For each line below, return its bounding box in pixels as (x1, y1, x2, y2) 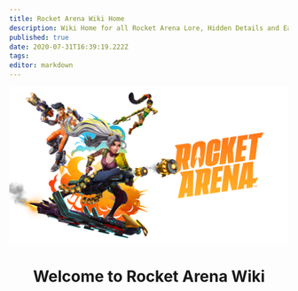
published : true (9, 33, 69, 42)
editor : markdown (9, 61, 74, 70)
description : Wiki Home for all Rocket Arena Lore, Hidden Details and (9, 23, 279, 33)
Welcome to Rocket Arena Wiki (32, 266, 266, 287)
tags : (9, 51, 29, 61)
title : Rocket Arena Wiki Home (9, 14, 125, 23)
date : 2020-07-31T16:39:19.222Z (9, 42, 129, 51)
